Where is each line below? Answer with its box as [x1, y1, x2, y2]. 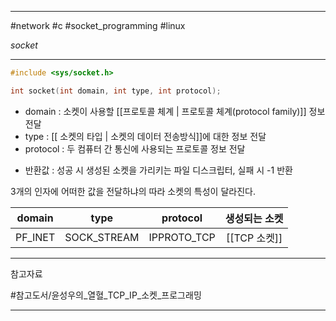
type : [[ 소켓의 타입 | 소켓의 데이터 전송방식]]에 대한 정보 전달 [24, 130, 267, 142]
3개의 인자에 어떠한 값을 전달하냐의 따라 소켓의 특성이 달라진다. [10, 185, 256, 197]
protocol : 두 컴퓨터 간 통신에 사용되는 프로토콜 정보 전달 [24, 142, 246, 155]
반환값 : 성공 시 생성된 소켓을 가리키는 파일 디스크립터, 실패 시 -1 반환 [24, 164, 293, 176]
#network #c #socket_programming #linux [10, 20, 186, 31]
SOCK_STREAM [64, 230, 140, 244]
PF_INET [15, 230, 56, 244]
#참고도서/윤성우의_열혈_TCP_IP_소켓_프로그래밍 [10, 289, 202, 301]
